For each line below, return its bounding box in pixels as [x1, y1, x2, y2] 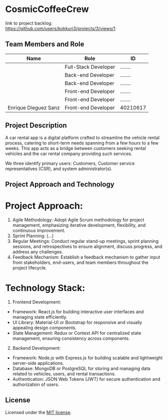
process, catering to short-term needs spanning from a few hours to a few [5, 139, 159, 146]
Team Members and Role [5, 40, 84, 49]
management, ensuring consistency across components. [12, 335, 130, 341]
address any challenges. [12, 248, 63, 254]
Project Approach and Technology [5, 180, 114, 189]
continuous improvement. [12, 227, 66, 233]
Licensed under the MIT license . [5, 409, 72, 415]
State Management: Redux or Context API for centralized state [12, 330, 141, 336]
